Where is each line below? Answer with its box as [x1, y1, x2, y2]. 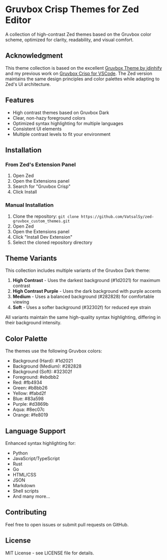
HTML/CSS [12, 471, 37, 478]
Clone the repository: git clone [12, 213, 79, 219]
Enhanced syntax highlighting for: [5, 440, 76, 446]
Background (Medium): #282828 [12, 363, 82, 370]
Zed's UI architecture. [5, 81, 51, 87]
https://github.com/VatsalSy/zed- [80, 214, 154, 219]
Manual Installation [5, 202, 54, 209]
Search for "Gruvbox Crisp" [12, 183, 71, 189]
